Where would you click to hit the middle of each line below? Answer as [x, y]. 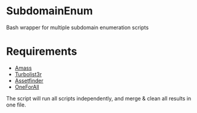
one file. [16, 105]
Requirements [42, 51]
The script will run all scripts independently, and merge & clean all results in [99, 98]
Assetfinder [29, 80]
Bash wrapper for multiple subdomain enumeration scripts [77, 27]
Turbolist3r [28, 74]
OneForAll [27, 87]
